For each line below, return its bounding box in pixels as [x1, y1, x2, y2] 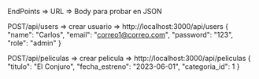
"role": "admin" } [7, 38, 62, 48]
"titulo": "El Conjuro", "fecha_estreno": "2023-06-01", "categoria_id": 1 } [7, 62, 240, 71]
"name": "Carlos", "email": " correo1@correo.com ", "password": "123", [7, 31, 234, 39]
